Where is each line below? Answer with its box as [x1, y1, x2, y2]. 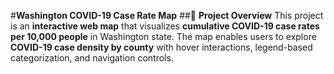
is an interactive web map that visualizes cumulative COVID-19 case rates [10, 20, 320, 32]
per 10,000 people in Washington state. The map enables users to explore [10, 31, 317, 42]
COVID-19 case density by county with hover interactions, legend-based [10, 41, 313, 53]
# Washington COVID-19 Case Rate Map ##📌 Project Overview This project [10, 10, 324, 21]
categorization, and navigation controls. [10, 52, 174, 64]
